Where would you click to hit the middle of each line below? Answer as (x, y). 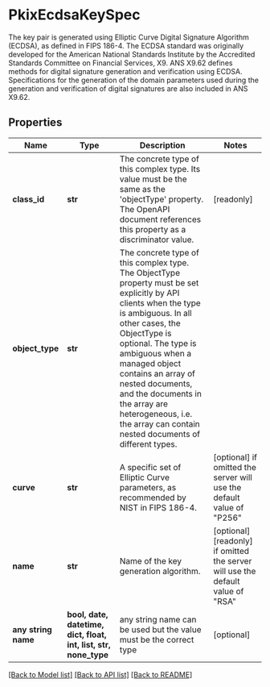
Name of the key (151, 560)
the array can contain (160, 423)
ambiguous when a (155, 353)
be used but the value (160, 629)
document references (160, 219)
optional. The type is (158, 343)
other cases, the (150, 323)
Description (162, 145)
